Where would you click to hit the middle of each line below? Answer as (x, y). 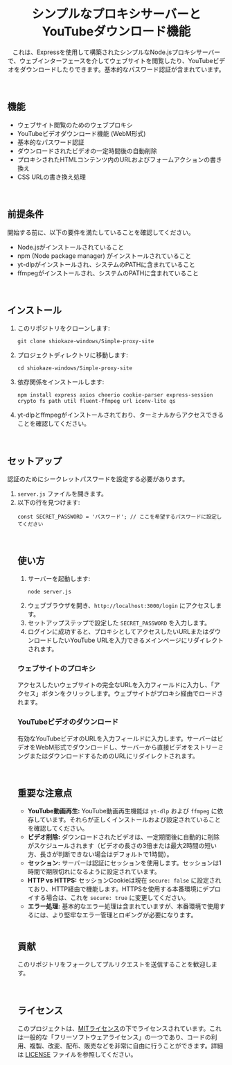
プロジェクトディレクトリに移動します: (72, 355)
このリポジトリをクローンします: (64, 328)
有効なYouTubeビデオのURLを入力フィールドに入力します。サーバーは (117, 738)
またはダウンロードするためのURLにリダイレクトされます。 (114, 756)
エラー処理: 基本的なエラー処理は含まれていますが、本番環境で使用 (123, 906)
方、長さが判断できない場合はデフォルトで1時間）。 (100, 854)
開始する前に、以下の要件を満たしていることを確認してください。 (101, 232)
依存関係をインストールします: (61, 382)
